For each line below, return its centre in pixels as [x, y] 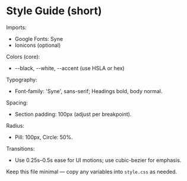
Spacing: [17, 103]
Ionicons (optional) [38, 45]
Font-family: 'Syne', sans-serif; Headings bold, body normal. [88, 91]
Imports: [16, 27]
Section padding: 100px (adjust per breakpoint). [73, 114]
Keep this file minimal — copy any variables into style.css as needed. [91, 172]
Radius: [15, 125]
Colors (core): [23, 56]
